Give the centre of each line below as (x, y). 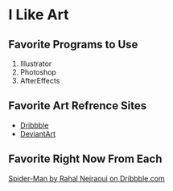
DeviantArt (38, 133)
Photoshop (38, 72)
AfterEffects (40, 81)
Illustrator (36, 63)
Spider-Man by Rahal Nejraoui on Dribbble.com (86, 178)
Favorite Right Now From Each (85, 159)
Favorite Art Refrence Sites (78, 106)
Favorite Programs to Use (73, 45)
